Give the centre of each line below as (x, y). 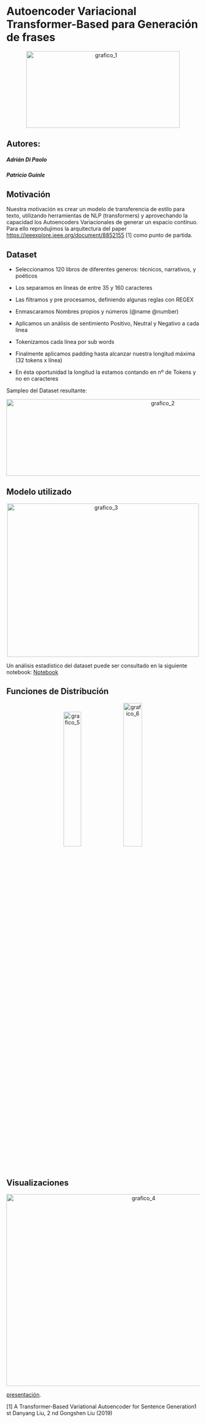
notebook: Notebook (32, 672)
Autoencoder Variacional (71, 11)
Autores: (24, 144)
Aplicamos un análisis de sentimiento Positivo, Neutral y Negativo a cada (107, 323)
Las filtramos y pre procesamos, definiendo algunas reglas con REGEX (105, 300)
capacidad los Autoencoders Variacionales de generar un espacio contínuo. (102, 222)
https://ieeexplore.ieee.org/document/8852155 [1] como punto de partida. (100, 235)
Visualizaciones (38, 1183)
